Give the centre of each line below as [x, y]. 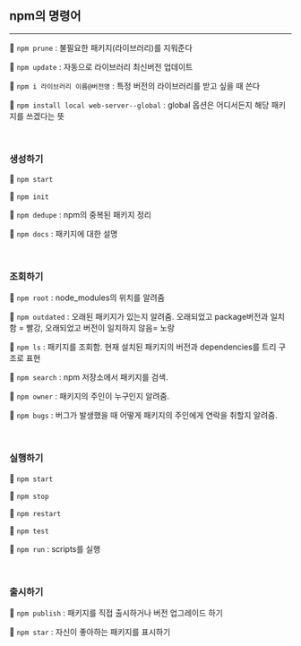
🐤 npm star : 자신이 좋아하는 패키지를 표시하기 [90, 632]
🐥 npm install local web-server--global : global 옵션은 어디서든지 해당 [139, 105]
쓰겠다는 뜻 [45, 116]
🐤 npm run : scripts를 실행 [55, 548]
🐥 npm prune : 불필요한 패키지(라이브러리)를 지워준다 [101, 47]
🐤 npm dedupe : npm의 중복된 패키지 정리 [81, 215]
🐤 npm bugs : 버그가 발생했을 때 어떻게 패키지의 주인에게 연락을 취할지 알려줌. [143, 416]
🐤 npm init [29, 196]
